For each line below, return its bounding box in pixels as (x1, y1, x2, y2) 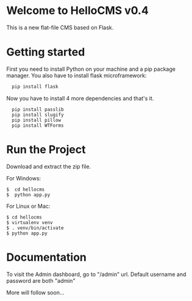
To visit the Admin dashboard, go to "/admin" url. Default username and (6, 271, 187, 278)
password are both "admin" (6, 277, 76, 284)
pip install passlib (12, 106, 64, 113)
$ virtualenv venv (6, 219, 53, 225)
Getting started (6, 45, 85, 59)
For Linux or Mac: (6, 202, 51, 210)
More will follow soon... (6, 289, 65, 296)
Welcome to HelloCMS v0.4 (6, 4, 149, 18)
